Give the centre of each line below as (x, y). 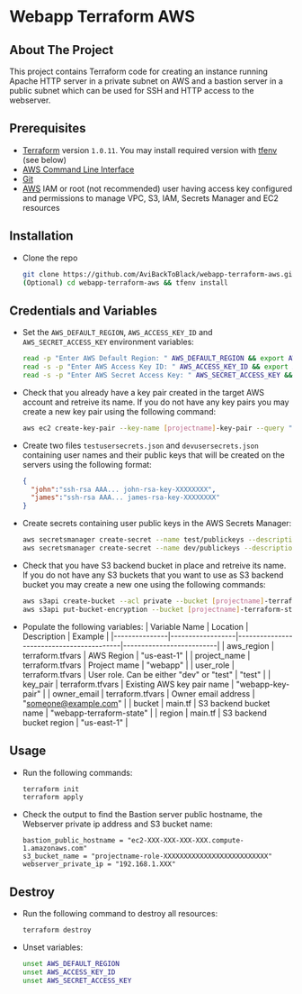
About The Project (62, 50)
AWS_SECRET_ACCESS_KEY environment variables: (108, 342)
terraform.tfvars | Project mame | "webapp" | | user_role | (129, 665)
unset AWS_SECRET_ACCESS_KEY (77, 980)
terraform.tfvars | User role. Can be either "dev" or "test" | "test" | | (147, 674)
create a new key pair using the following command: (119, 411)
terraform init (51, 789)
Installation (41, 236)
